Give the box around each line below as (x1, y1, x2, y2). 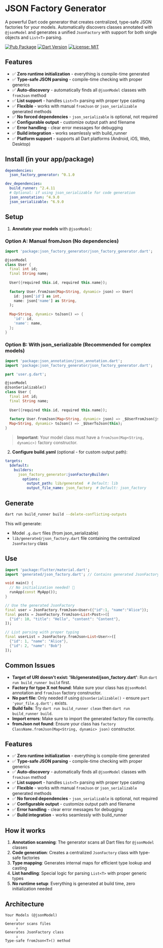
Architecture (5, 900, 45, 908)
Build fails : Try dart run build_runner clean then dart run (12, 705, 130, 711)
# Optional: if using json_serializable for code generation (9, 190, 136, 195)
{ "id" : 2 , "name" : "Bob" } (9, 643, 62, 648)
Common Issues (5, 661, 55, 670)
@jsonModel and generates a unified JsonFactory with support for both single (5, 29, 157, 35)
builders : (14, 467, 34, 472)
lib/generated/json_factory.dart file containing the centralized (12, 535, 140, 541)
